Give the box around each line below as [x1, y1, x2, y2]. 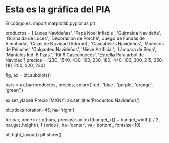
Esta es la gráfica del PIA [5, 4, 111, 15]
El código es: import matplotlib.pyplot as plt [5, 20, 96, 26]
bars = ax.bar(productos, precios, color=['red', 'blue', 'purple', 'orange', [5, 82, 153, 88]
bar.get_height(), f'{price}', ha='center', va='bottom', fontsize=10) [5, 122, 141, 128]
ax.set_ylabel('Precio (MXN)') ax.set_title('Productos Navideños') [5, 97, 140, 103]
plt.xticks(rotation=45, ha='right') [5, 107, 75, 113]
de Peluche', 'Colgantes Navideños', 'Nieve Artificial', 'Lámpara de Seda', [5, 46, 157, 52]
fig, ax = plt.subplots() [5, 72, 51, 78]
